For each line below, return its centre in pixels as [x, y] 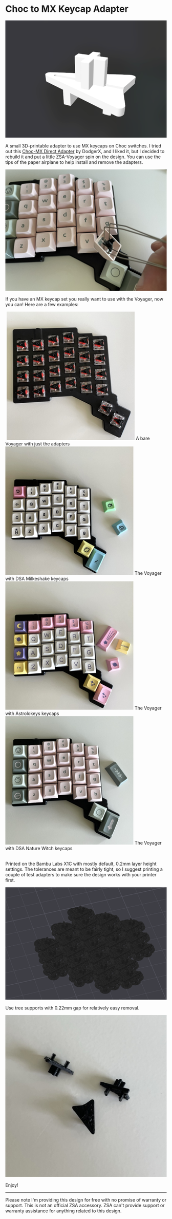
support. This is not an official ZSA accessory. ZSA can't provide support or [85, 1205]
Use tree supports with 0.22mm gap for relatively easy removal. [72, 1008]
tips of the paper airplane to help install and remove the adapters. [74, 162]
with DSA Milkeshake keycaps [37, 578]
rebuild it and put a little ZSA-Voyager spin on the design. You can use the [83, 157]
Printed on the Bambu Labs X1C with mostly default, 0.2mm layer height [81, 864]
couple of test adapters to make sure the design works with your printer [81, 874]
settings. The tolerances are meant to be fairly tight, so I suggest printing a [84, 869]
